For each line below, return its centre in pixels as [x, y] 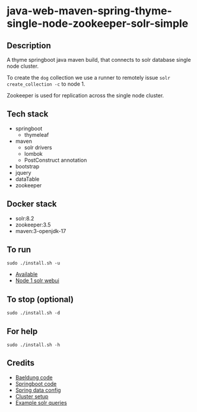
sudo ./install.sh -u [34, 263]
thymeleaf [36, 134]
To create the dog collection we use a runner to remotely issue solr [89, 78]
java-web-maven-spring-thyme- [90, 11]
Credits [21, 363]
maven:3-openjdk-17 [41, 231]
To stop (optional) [40, 299]
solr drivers [38, 147]
